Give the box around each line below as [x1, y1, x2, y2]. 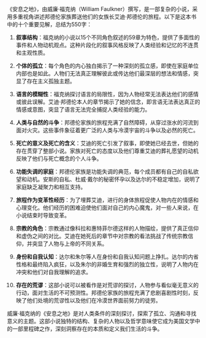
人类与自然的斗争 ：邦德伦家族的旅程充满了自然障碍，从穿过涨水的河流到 [15, 119, 199, 126]
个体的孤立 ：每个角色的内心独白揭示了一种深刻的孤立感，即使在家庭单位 [15, 62, 199, 69]
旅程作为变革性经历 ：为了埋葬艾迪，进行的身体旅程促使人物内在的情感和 [15, 196, 199, 204]
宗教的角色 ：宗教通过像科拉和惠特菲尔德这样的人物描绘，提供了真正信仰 [15, 225, 199, 232]
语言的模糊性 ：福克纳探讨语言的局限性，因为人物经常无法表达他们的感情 [15, 91, 199, 98]
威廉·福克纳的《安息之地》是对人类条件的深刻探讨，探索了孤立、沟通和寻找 [7, 310, 197, 317]
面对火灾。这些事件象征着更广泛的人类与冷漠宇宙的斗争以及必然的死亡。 [15, 126, 199, 134]
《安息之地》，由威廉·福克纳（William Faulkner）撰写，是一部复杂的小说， [7, 6, 193, 12]
